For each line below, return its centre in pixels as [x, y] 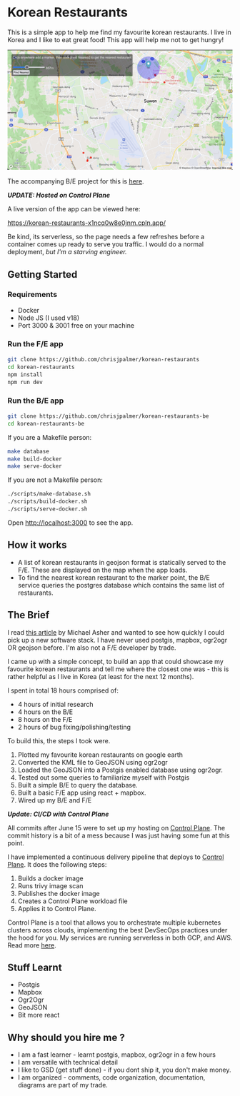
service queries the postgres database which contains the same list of [121, 585]
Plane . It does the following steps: [57, 864]
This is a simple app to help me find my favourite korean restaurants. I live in [120, 32]
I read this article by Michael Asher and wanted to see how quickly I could [116, 632]
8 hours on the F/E [45, 719]
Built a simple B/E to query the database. [77, 785]
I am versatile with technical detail [67, 1062]
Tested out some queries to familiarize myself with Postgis [104, 777]
